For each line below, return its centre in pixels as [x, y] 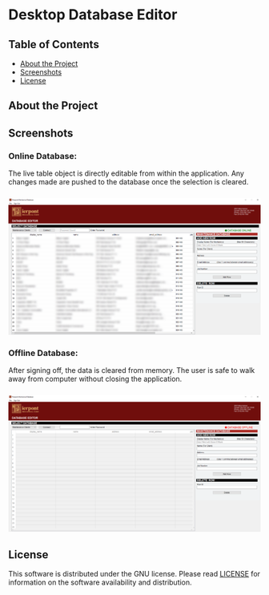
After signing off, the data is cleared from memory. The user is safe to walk [132, 370]
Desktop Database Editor [93, 15]
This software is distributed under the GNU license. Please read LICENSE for [134, 574]
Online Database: [43, 156]
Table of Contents [54, 45]
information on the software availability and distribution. [100, 582]
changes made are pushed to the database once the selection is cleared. [128, 182]
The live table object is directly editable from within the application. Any [126, 173]
